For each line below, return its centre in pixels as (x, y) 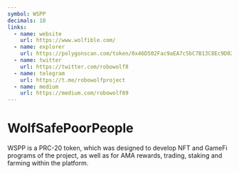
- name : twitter (38, 60)
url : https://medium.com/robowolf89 (75, 93)
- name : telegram (39, 73)
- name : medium (36, 87)
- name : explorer (39, 47)
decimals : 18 (27, 21)
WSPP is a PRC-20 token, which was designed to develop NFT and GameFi (117, 148)
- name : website (38, 34)
